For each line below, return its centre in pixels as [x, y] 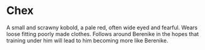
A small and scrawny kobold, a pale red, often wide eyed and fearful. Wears [102, 27]
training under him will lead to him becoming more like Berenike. [87, 40]
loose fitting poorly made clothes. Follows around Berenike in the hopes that [103, 34]
